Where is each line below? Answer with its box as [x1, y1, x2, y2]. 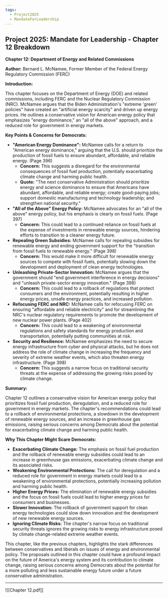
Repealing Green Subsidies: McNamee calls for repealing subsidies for [12, 237, 160, 243]
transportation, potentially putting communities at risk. [19, 333, 131, 339]
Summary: [5, 385, 27, 391]
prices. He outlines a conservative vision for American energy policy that [5, 112, 155, 118]
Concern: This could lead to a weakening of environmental [19, 322, 141, 328]
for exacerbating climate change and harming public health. [5, 427, 128, 433]
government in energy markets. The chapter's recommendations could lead [5, 405, 161, 411]
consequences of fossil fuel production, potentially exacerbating [19, 168, 153, 174]
